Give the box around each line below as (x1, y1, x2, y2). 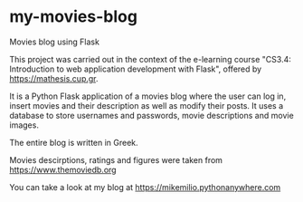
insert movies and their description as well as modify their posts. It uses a (9, 100, 284, 111)
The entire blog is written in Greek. (9, 137, 138, 148)
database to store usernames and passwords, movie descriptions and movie (9, 110, 294, 120)
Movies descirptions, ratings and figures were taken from (9, 154, 223, 165)
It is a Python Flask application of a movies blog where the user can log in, (9, 91, 287, 101)
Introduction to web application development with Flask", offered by (9, 63, 262, 74)
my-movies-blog (9, 6, 138, 27)
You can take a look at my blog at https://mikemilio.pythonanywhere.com (9, 181, 281, 192)
